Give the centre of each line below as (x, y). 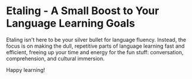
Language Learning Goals (71, 23)
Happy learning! (26, 70)
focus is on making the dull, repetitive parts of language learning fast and (95, 46)
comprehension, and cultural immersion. (55, 58)
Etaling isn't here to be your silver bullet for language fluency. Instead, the (96, 39)
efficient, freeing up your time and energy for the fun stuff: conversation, (95, 52)
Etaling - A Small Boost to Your (83, 11)
